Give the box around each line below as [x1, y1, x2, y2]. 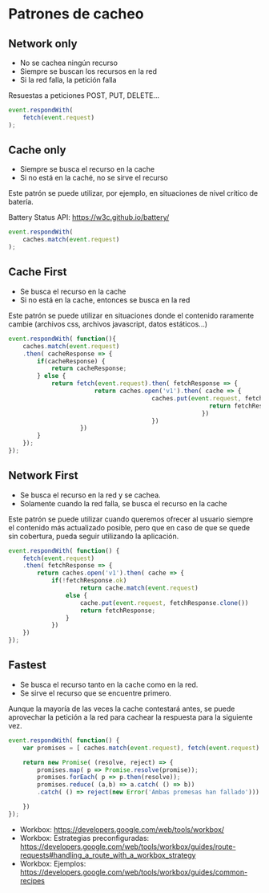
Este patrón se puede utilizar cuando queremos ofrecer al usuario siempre [8, 514, 254, 524]
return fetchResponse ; [79, 607, 156, 615]
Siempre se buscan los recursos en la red [19, 67, 158, 76]
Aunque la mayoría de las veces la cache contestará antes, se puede [8, 704, 235, 713]
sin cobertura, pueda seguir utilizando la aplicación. [8, 531, 179, 541]
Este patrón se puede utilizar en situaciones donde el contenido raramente [8, 311, 255, 320]
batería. [8, 197, 34, 207]
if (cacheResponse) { [37, 357, 106, 365]
